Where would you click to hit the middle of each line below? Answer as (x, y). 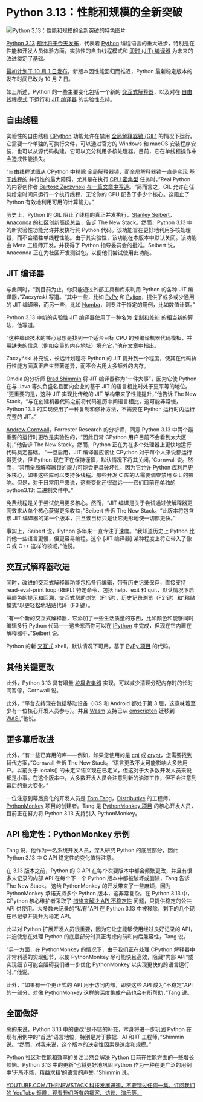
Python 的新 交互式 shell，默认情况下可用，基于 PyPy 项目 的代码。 (90, 646)
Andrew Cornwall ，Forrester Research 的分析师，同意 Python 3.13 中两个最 (100, 429)
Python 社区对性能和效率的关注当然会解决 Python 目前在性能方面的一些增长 (100, 1057)
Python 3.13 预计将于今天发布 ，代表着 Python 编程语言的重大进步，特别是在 (101, 43)
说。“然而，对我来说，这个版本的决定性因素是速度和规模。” (79, 1044)
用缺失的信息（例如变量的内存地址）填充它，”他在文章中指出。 (83, 345)
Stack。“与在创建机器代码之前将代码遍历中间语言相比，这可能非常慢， (94, 401)
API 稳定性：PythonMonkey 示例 (68, 835)
